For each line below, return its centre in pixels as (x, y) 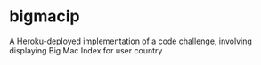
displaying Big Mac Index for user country (86, 50)
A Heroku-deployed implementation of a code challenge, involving (130, 41)
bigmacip (45, 16)
